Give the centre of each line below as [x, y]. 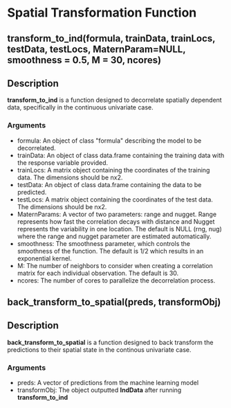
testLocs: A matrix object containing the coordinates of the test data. [115, 199]
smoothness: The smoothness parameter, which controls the [104, 243]
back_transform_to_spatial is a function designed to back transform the [110, 342]
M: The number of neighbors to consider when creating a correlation [115, 265]
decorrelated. [37, 148]
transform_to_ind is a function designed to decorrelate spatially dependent [115, 100]
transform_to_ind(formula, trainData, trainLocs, [111, 38]
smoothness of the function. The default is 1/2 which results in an [110, 251]
